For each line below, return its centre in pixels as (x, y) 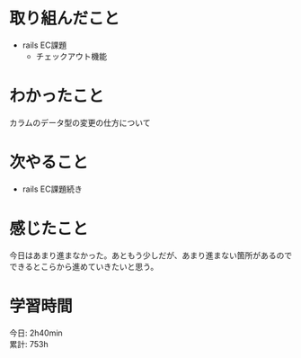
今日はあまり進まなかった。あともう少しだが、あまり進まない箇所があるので (151, 255)
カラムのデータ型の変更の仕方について (80, 122)
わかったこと (57, 96)
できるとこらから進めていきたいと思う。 (84, 266)
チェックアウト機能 (71, 56)
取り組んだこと (65, 18)
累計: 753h (29, 344)
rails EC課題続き (52, 189)
